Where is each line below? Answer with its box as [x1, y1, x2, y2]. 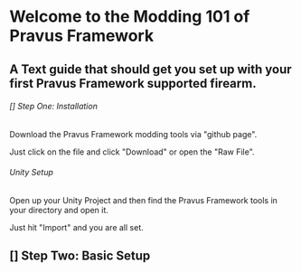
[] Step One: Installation [9, 101, 98, 112]
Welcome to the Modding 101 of [9, 6, 250, 27]
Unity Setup [9, 167, 54, 178]
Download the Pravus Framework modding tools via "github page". [9, 128, 258, 139]
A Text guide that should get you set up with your [9, 61, 292, 77]
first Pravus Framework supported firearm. [9, 75, 257, 91]
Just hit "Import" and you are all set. [9, 221, 144, 232]
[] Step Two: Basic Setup [9, 249, 151, 264]
